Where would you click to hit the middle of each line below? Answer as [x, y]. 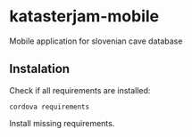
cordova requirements [50, 107]
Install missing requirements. [62, 123]
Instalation [39, 69]
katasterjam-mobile [84, 16]
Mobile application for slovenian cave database [96, 41]
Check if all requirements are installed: [80, 90]
